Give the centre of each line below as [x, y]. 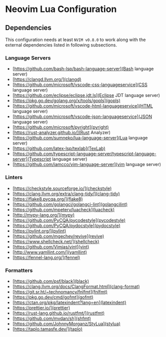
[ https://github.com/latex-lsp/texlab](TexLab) [59, 148]
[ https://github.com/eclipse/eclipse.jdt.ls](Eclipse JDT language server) [86, 95]
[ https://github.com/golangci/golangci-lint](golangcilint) [70, 204]
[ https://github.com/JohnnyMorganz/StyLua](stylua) [66, 323]
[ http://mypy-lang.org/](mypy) [43, 215]
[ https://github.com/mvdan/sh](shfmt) [51, 318]
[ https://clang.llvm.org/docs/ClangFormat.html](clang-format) [76, 286]
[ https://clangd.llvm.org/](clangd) [47, 79]
